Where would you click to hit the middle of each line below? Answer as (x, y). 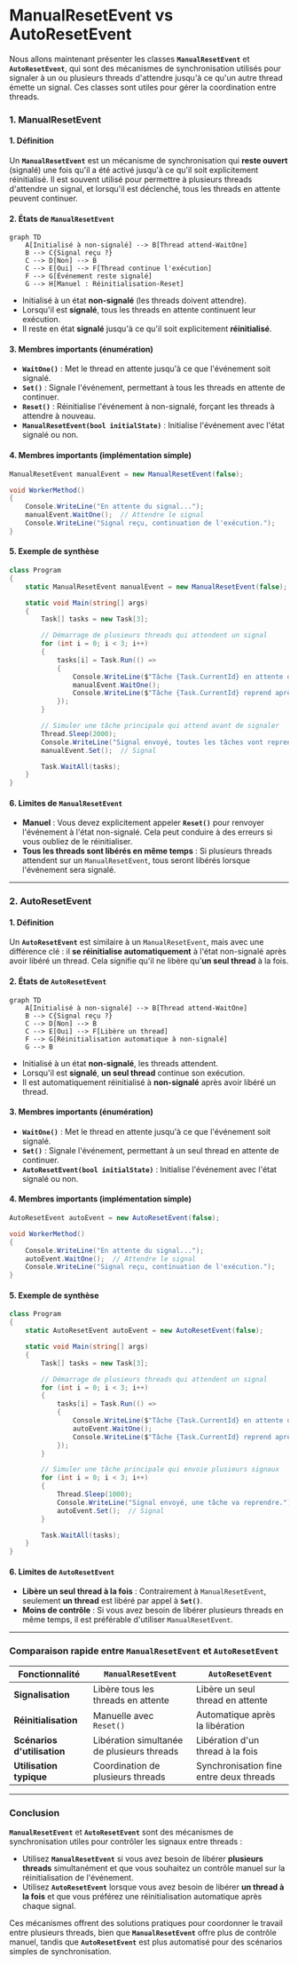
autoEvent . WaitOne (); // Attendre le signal (111, 1259)
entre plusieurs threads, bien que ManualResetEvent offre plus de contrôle (143, 1932)
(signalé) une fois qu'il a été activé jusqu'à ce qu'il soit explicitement (134, 170)
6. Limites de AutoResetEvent (62, 1572)
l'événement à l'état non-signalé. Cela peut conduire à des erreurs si (147, 832)
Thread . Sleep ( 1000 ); (94, 1494)
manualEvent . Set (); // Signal (99, 750)
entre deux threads (236, 1777)
